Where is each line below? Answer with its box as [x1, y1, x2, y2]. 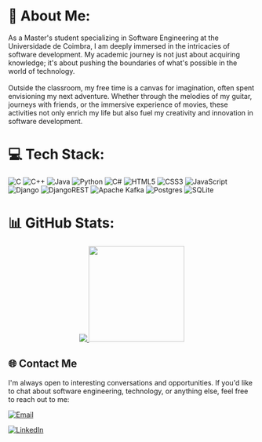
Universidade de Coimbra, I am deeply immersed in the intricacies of [8, 41, 230, 50]
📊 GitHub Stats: [8, 214, 115, 232]
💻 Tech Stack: [8, 145, 105, 163]
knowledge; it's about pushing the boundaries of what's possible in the [8, 58, 238, 68]
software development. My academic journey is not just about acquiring [8, 49, 241, 59]
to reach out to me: [8, 394, 70, 404]
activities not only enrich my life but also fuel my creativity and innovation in [8, 108, 253, 117]
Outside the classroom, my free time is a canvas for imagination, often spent [8, 82, 255, 93]
